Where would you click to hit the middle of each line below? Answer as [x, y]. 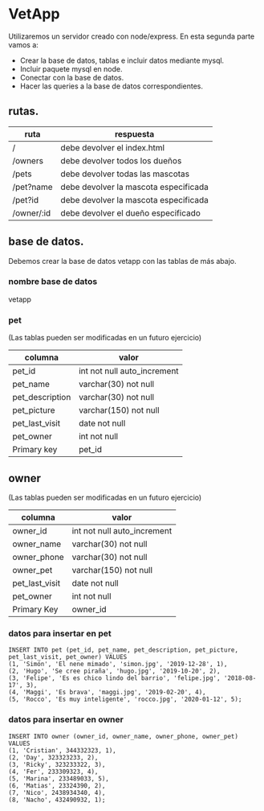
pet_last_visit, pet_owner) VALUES [68, 657]
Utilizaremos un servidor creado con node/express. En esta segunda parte [132, 36]
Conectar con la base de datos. [72, 77]
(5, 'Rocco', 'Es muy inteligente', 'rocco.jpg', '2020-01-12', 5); [125, 700]
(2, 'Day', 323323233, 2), [53, 757]
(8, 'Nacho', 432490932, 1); [57, 800]
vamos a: [23, 44]
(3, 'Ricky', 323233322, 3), [57, 764]
